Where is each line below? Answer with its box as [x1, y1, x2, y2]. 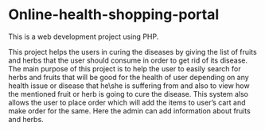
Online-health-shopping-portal [8, 6, 220, 24]
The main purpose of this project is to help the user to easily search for [8, 63, 241, 73]
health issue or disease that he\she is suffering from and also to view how [8, 81, 250, 90]
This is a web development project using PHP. [8, 32, 159, 41]
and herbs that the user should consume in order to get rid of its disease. [8, 55, 248, 65]
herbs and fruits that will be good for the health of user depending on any [8, 72, 249, 82]
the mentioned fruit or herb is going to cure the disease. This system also [8, 89, 249, 98]
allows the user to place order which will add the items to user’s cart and [8, 97, 246, 107]
